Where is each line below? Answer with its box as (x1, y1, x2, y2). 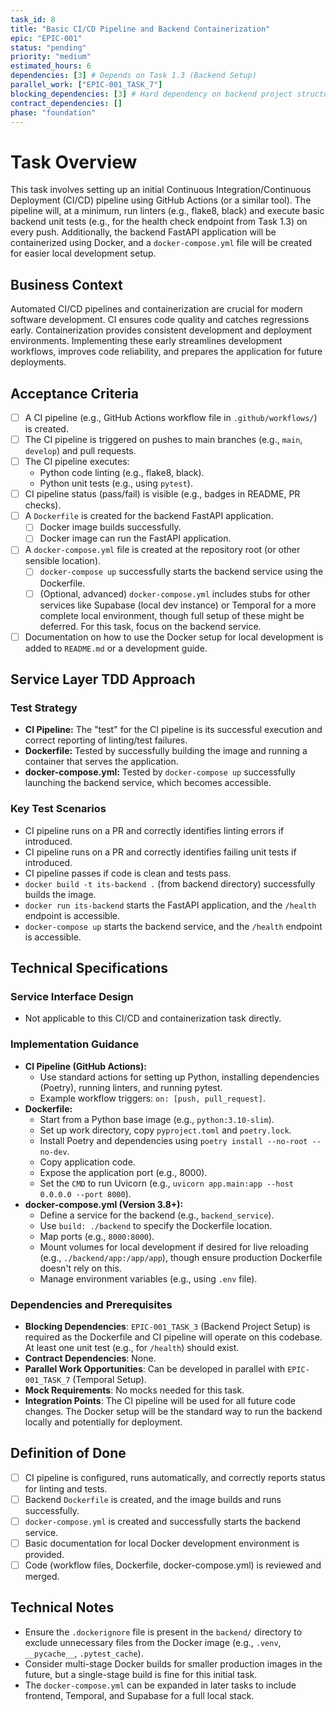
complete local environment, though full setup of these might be (39, 609, 305, 621)
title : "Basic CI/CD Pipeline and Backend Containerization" (10, 24, 271, 34)
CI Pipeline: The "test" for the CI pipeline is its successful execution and (24, 724, 323, 736)
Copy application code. (39, 1156, 136, 1168)
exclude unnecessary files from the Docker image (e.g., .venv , (24, 1636, 282, 1648)
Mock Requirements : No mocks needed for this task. (24, 1384, 245, 1396)
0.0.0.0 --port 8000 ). (39, 1187, 132, 1200)
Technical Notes (10, 1599, 115, 1616)
